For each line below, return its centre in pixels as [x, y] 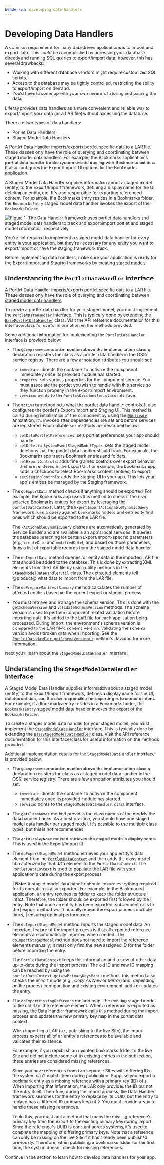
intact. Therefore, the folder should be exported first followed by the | [82, 899]
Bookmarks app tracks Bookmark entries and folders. [73, 456]
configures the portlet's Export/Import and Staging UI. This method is [82, 410]
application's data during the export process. [57, 874]
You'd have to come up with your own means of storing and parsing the [84, 93]
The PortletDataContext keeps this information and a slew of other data [84, 960]
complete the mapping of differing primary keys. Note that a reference [83, 1132]
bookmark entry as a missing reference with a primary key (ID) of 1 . [80, 1081]
